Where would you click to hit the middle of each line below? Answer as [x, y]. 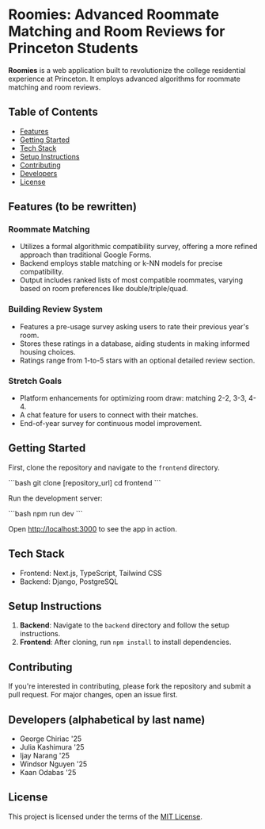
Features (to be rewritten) [72, 207]
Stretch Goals [35, 381]
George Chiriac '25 [51, 739]
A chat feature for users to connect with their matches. [109, 415]
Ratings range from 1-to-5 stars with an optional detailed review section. [137, 360]
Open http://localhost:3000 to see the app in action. [93, 528]
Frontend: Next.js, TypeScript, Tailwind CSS [91, 573]
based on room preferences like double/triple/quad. [104, 289]
